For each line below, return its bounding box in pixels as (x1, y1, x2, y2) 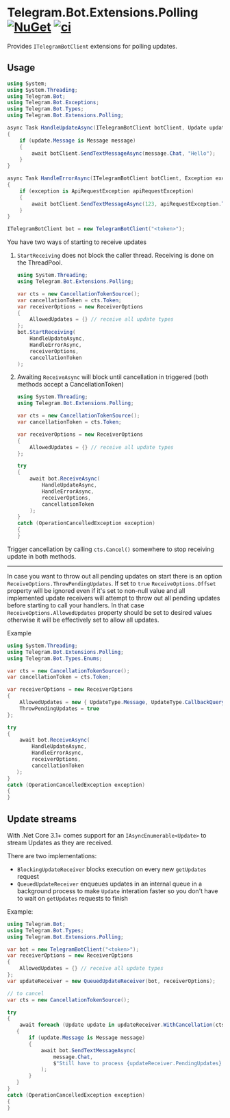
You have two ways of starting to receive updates (7, 238, 147, 246)
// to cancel (7, 990, 44, 997)
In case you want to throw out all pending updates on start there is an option (7, 572, 222, 580)
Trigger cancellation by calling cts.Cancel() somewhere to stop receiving (7, 545, 214, 553)
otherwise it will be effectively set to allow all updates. (7, 616, 159, 624)
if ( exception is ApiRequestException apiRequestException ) (19, 187, 194, 195)
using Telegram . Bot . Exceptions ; (7, 99, 99, 106)
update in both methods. (7, 552, 77, 560)
